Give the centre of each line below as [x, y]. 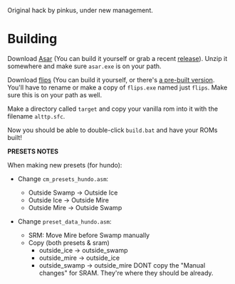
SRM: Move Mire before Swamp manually [89, 235]
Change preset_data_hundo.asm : [64, 221]
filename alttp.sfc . [36, 116]
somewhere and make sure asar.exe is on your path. [84, 66]
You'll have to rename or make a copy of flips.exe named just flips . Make [117, 87]
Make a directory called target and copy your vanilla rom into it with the [113, 109]
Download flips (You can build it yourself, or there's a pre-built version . [111, 80]
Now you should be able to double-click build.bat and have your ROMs [113, 130]
